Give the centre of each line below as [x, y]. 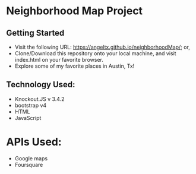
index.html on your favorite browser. [59, 60]
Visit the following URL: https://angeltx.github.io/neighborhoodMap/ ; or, [102, 47]
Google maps [31, 158]
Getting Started [35, 33]
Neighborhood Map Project [75, 11]
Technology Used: [41, 85]
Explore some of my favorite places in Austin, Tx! [75, 66]
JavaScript [28, 118]
